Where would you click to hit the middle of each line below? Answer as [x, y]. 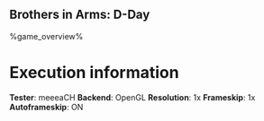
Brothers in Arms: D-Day [80, 15]
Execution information [94, 73]
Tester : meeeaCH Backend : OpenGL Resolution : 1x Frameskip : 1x [132, 97]
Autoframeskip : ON [46, 107]
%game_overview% [46, 36]
